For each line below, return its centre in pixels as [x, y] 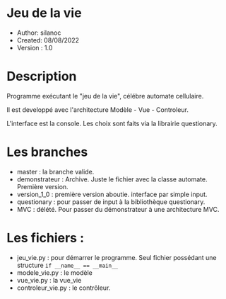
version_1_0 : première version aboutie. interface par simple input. [112, 194]
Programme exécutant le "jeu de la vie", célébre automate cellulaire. [105, 96]
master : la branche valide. [55, 171]
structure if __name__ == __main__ [67, 265]
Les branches [47, 152]
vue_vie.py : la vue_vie [49, 280]
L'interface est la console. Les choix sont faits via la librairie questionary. [112, 123]
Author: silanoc [39, 33]
